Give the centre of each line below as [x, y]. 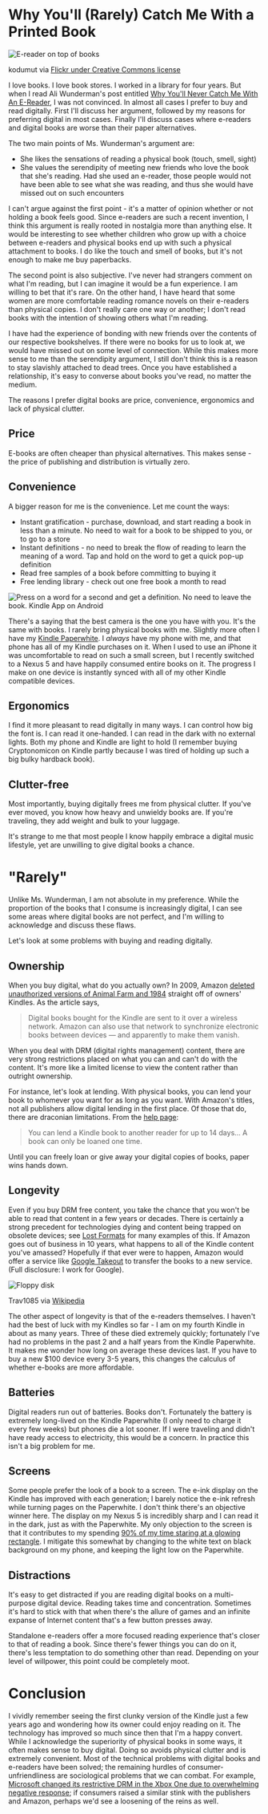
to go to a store [45, 538]
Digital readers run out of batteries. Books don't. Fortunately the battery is [130, 1412]
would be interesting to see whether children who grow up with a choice [127, 233]
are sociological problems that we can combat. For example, [156, 1775]
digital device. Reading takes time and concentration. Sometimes [144, 1603]
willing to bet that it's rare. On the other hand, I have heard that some [122, 292]
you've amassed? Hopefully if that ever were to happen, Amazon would [126, 1252]
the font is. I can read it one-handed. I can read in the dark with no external [132, 734]
